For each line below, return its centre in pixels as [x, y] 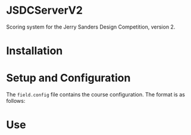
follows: [16, 101]
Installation [35, 51]
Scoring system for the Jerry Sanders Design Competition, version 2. [91, 27]
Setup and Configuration [68, 78]
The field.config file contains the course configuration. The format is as [96, 95]
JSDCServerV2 [45, 10]
